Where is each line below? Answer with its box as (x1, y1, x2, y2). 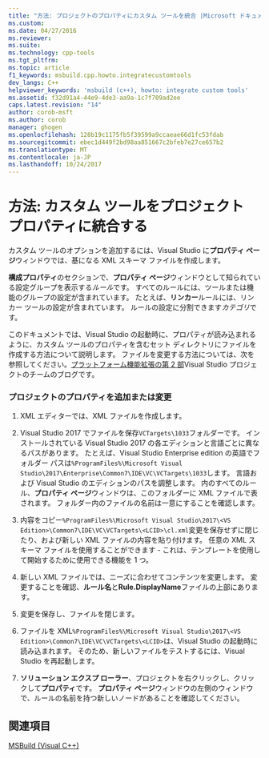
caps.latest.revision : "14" (8, 101, 102, 109)
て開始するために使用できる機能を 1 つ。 (19, 555, 154, 565)
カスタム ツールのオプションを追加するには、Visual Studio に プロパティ (8, 246, 245, 255)
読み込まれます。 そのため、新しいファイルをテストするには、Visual (19, 646, 246, 656)
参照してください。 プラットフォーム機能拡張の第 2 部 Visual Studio (8, 359, 228, 369)
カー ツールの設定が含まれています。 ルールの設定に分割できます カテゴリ (8, 303, 251, 312)
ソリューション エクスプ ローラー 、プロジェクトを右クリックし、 (19, 673, 234, 683)
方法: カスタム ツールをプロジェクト (8, 198, 244, 216)
